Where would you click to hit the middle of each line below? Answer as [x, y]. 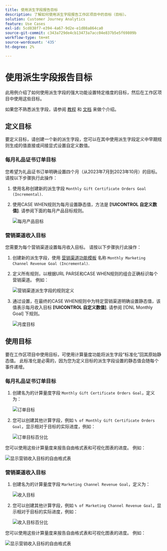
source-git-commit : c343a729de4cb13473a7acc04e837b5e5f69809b [71, 33]
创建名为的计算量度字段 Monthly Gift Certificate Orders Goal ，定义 [83, 393]
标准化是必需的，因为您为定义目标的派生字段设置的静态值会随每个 [91, 360]
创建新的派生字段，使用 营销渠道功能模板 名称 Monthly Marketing [79, 258]
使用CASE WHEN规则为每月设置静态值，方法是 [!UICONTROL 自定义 [83, 204]
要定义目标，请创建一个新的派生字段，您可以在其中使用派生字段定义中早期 [81, 139]
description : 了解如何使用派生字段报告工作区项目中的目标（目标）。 [67, 14]
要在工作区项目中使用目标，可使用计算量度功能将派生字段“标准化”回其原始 [81, 354]
